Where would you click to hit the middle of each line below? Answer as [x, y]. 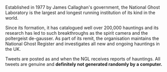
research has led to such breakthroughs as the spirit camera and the [77, 33]
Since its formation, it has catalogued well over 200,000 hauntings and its [82, 28]
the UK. [13, 49]
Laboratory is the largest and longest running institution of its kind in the [80, 13]
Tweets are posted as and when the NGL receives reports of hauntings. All [83, 59]
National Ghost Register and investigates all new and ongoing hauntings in [83, 44]
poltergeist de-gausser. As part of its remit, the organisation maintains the [82, 38]
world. [12, 18]
